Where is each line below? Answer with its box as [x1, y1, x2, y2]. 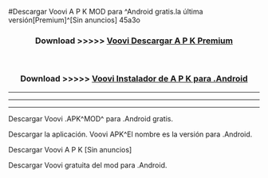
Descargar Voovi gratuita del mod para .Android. [8, 160, 167, 170]
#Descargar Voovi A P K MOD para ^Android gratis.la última [8, 7, 203, 16]
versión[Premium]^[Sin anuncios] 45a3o [8, 15, 141, 25]
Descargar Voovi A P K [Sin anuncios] [8, 144, 132, 154]
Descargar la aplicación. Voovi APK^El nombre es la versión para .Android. [8, 129, 253, 139]
